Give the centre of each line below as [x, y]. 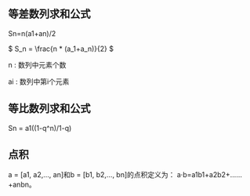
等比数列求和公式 [49, 109]
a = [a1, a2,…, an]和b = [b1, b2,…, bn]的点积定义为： [92, 175]
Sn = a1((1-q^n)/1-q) [40, 128]
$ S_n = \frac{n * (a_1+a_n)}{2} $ [61, 49]
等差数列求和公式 [49, 14]
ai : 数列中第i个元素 [39, 82]
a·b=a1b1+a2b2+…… [210, 175]
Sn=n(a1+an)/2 [32, 33]
